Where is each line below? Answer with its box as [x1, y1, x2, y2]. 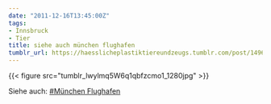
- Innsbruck [8, 26, 48, 34]
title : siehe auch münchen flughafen [8, 42, 135, 50]
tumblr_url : [8, 49, 48, 57]
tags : [8, 19, 27, 27]
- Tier [8, 34, 31, 42]
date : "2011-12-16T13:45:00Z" [8, 11, 110, 20]
